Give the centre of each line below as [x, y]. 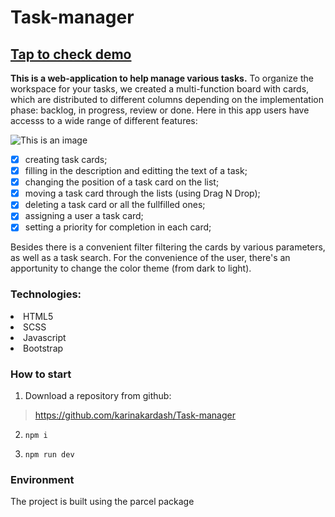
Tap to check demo [71, 54]
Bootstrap [43, 348]
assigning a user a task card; [84, 216]
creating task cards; [66, 159]
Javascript [45, 337]
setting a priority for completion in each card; [118, 227]
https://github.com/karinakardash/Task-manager [135, 415]
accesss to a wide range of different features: [104, 120]
